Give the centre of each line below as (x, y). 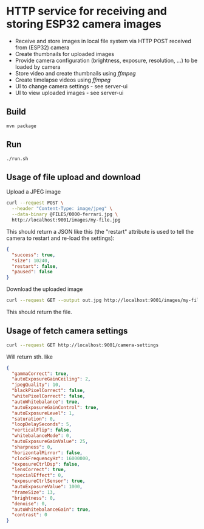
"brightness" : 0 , (34, 498)
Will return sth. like (30, 357)
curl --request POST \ (35, 203)
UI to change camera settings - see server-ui (71, 86)
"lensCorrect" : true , (39, 470)
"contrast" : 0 (29, 515)
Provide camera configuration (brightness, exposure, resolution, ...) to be (106, 60)
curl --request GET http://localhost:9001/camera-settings (83, 345)
